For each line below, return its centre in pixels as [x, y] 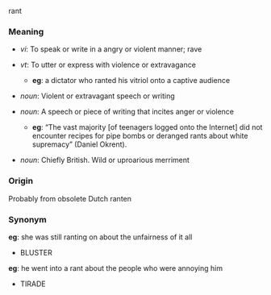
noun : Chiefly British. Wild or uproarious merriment [104, 160]
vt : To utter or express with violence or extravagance [108, 65]
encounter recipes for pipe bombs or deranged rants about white [140, 136]
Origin [21, 181]
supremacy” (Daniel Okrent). [79, 144]
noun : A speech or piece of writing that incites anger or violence [127, 112]
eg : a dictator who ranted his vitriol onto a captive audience [131, 81]
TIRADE [33, 284]
